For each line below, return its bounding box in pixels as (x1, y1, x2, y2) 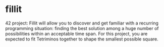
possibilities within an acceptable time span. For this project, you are (5, 30, 148, 36)
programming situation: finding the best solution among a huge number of (5, 25, 159, 31)
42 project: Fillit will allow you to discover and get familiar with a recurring (5, 20, 159, 26)
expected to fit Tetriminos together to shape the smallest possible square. (5, 36, 158, 42)
